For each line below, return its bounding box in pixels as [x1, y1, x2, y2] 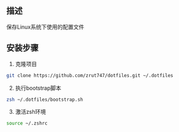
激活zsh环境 [15, 108, 46, 116]
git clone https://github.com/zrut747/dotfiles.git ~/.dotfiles [6, 72, 174, 78]
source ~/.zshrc [6, 120, 48, 127]
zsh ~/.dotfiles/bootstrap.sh [6, 97, 84, 103]
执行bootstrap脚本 [15, 84, 62, 92]
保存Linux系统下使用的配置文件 [6, 23, 84, 31]
